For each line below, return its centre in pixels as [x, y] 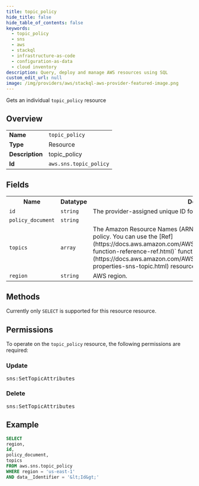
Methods [23, 297]
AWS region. [110, 275]
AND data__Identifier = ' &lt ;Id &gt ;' [53, 477]
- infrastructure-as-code [44, 56]
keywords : [18, 28]
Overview [25, 119]
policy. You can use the [125, 236]
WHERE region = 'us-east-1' [41, 471]
